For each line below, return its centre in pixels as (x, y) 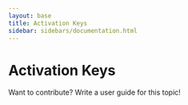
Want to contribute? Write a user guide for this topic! (95, 92)
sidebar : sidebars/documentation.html (73, 30)
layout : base (30, 16)
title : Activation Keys (48, 23)
